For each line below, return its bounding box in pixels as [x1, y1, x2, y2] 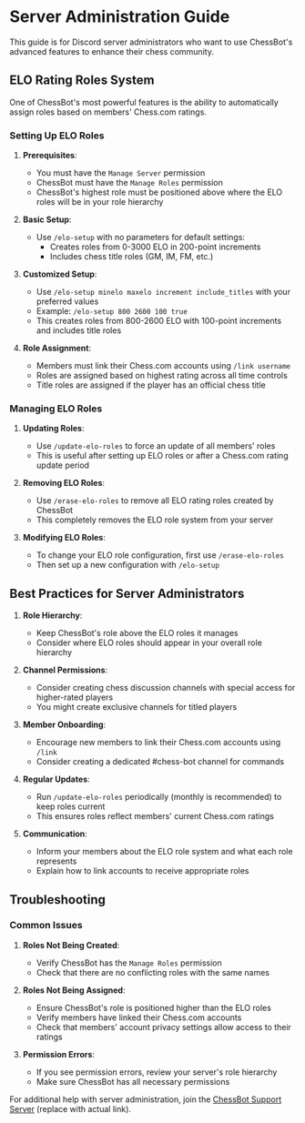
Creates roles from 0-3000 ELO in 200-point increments [49, 241, 261, 252]
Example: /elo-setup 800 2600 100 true [36, 306, 188, 317]
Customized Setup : [22, 268, 97, 279]
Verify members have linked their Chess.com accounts [36, 1012, 242, 1023]
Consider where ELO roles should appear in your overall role [36, 637, 262, 648]
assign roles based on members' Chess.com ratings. [9, 106, 208, 117]
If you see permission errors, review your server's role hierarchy [36, 1067, 278, 1077]
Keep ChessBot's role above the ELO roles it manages [36, 628, 239, 639]
